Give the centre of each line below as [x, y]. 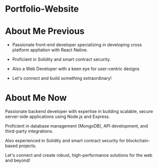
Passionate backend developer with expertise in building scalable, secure [79, 112]
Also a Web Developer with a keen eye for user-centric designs [76, 69]
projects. [28, 146]
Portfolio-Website [42, 9]
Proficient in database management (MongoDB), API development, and [77, 126]
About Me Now [36, 98]
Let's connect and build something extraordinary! [62, 78]
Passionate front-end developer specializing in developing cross [77, 45]
